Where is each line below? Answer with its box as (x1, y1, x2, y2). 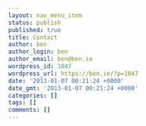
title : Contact (8, 33, 58, 41)
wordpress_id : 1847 (8, 63, 72, 70)
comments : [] (8, 106, 51, 114)
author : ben (8, 41, 47, 49)
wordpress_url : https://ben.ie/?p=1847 (8, 70, 139, 77)
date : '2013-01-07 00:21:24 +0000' (8, 77, 125, 85)
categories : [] (8, 92, 58, 99)
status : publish (8, 19, 61, 27)
